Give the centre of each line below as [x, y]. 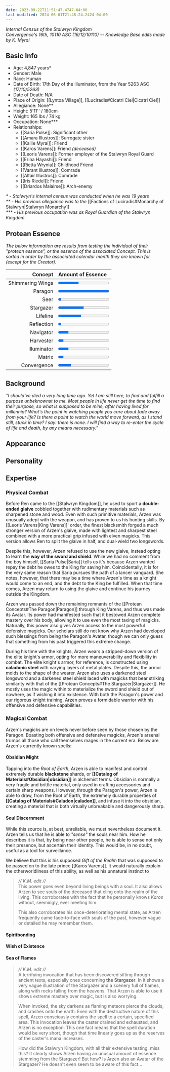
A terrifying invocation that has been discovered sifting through [84, 974]
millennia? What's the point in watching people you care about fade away [83, 411]
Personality [24, 461]
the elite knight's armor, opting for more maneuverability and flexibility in [81, 657]
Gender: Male [27, 73]
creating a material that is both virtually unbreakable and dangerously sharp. [85, 806]
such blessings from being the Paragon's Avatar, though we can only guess [84, 636]
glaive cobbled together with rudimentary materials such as [83, 509]
